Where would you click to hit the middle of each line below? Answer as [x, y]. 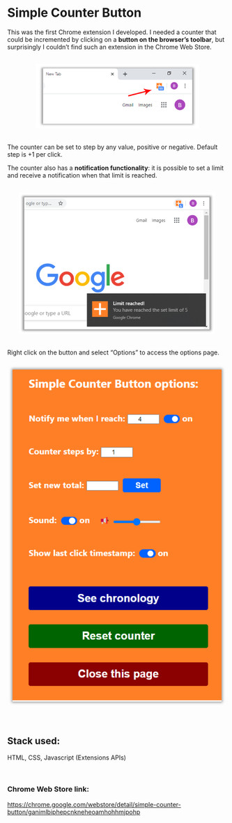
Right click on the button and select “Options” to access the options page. [113, 352]
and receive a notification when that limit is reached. [82, 175]
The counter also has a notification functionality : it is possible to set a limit [116, 168]
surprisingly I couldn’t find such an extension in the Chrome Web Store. [110, 47]
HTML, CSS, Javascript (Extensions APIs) [67, 758]
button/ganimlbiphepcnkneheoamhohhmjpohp [74, 812]
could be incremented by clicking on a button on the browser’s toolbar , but [116, 39]
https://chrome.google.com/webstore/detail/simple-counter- [94, 804]
